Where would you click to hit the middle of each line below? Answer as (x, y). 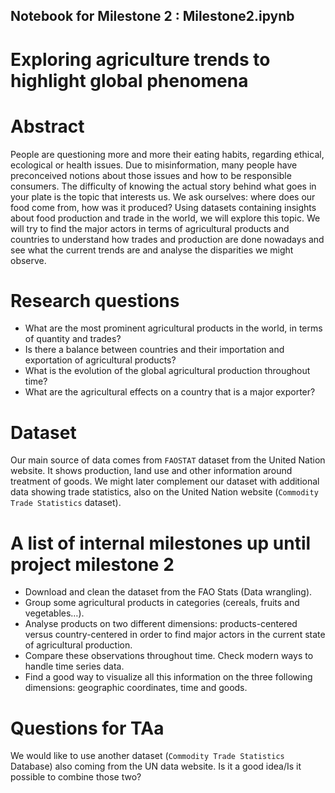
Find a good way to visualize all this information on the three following (168, 677)
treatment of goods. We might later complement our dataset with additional (165, 481)
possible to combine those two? (76, 777)
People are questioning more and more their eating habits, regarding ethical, (167, 154)
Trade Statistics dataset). (66, 503)
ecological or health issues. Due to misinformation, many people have (154, 165)
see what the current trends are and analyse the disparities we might (152, 250)
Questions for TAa (87, 728)
